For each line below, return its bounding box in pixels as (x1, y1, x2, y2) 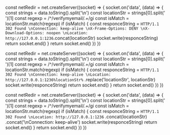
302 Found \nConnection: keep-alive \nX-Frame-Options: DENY (5, 26, 139, 31)
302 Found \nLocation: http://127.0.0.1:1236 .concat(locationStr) (5, 114, 147, 120)
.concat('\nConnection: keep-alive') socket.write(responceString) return (5, 119, 157, 125)
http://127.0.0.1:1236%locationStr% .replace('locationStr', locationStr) (5, 77, 156, 82)
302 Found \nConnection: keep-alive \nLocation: (5, 72, 111, 77)
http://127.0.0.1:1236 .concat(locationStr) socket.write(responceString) (5, 35, 159, 41)
